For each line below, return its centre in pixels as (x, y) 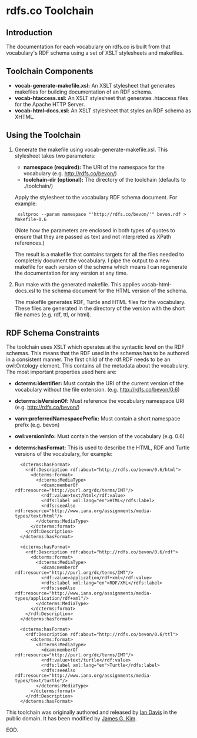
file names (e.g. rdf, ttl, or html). (53, 314)
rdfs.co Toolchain (50, 11)
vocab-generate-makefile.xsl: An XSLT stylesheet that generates (95, 85)
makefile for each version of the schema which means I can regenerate (101, 266)
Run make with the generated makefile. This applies (77, 284)
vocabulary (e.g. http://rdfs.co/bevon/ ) (70, 173)
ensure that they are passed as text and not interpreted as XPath (93, 236)
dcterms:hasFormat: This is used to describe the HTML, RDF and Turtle (102, 448)
